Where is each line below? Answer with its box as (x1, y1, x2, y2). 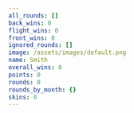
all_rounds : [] (8, 11, 59, 20)
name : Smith (8, 56, 48, 64)
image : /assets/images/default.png (8, 49, 127, 56)
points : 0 (8, 71, 41, 79)
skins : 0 (8, 93, 37, 101)
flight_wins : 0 (8, 26, 59, 34)
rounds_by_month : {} (8, 85, 77, 94)
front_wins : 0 (8, 33, 56, 42)
